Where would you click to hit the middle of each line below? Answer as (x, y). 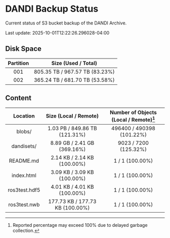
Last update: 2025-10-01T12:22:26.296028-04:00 (57, 33)
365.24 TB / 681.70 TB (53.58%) (74, 80)
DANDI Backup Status (52, 9)
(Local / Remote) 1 (133, 119)
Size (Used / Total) (74, 63)
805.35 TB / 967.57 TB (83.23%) (74, 72)
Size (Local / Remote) (72, 116)
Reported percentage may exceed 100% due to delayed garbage (80, 225)
